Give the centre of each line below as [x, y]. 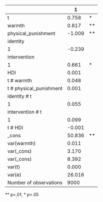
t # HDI [15, 128]
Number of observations [35, 182]
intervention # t [25, 112]
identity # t [20, 96]
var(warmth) [22, 143]
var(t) [14, 167]
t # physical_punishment [35, 88]
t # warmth [20, 80]
